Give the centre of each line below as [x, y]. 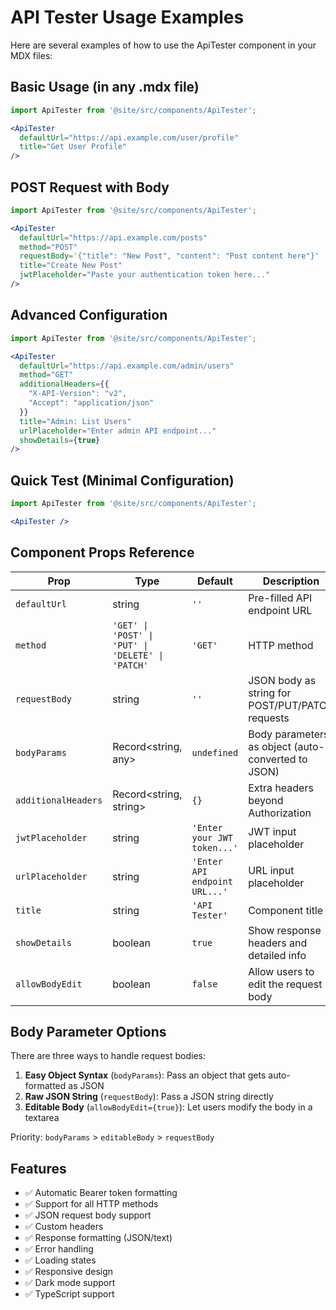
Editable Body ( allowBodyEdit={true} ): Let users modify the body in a [168, 1107]
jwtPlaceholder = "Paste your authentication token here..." [145, 275]
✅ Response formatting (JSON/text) [98, 1238]
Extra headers [281, 788]
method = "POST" [48, 247]
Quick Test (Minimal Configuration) [122, 480]
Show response [285, 930]
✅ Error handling [59, 1249]
